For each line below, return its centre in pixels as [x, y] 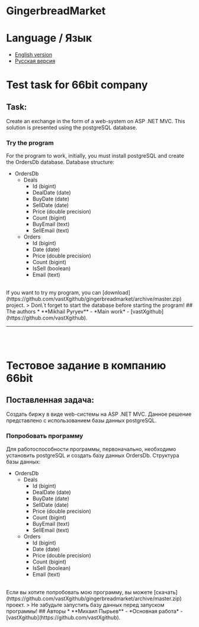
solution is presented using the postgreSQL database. [72, 128]
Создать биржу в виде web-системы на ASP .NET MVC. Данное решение [99, 414]
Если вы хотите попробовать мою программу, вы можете [79, 592]
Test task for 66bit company [77, 85]
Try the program [30, 143]
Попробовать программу [45, 436]
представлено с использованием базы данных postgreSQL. [81, 421]
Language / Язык [49, 38]
